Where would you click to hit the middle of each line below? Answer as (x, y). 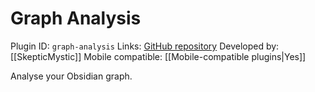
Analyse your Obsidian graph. (71, 76)
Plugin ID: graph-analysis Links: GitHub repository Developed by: (145, 46)
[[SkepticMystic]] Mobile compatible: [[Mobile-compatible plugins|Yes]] (158, 56)
